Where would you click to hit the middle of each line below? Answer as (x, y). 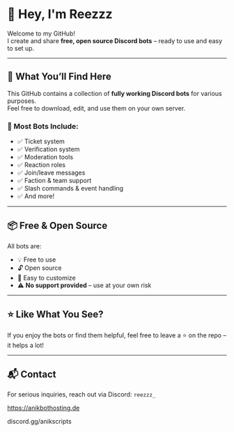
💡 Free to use (37, 259)
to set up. (21, 48)
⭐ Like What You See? (55, 315)
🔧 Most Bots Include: (43, 126)
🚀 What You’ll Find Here (59, 77)
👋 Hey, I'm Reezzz (60, 14)
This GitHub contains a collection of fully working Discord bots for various (115, 93)
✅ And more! (36, 196)
